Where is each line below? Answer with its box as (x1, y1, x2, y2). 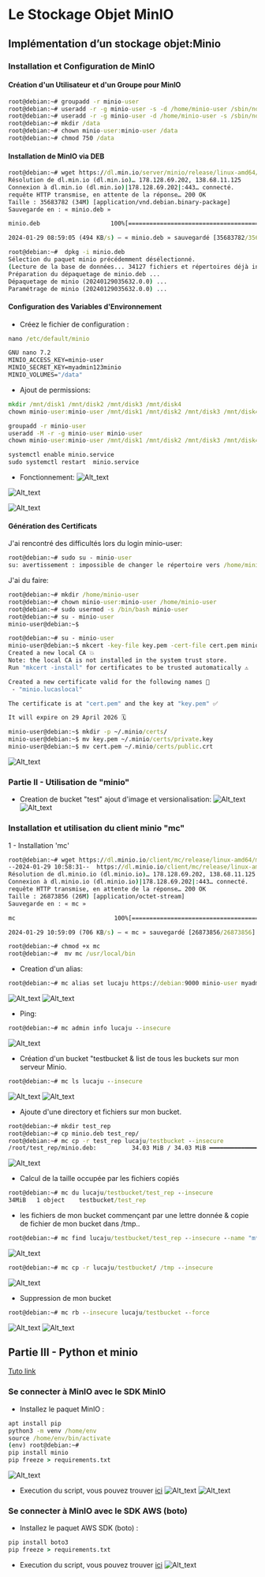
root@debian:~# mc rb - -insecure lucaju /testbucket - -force (8, 1308, 211, 1317)
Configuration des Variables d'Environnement (8, 302, 162, 311)
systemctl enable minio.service (8, 451, 114, 459)
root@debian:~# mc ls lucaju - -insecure (8, 1077, 144, 1086)
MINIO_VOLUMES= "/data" (8, 371, 83, 379)
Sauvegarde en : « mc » (8, 899, 87, 908)
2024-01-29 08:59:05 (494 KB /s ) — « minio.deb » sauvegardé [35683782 (8, 234, 245, 242)
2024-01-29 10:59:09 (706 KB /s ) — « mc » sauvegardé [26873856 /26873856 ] (8, 929, 256, 936)
